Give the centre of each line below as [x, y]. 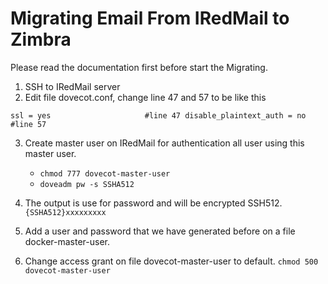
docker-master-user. [67, 241]
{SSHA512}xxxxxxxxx [65, 212]
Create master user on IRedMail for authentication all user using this [164, 143]
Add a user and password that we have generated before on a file [160, 231]
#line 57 [28, 124]
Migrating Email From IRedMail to [150, 18]
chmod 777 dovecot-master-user [105, 173]
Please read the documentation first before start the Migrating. [139, 67]
